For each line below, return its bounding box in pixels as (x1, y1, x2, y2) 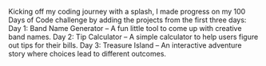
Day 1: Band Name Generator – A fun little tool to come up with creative (8, 24, 242, 33)
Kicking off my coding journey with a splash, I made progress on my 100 (8, 7, 246, 16)
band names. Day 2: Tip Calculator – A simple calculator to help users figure (8, 32, 259, 41)
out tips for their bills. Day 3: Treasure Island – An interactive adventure (8, 41, 242, 50)
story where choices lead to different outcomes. (8, 49, 166, 58)
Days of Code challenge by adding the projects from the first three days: (8, 15, 247, 25)
